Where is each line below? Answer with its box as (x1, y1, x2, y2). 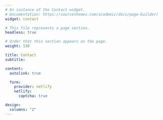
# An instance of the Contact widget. (5, 7, 85, 12)
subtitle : (5, 57, 26, 62)
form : (9, 80, 21, 85)
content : (5, 66, 23, 71)
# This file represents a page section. (5, 25, 90, 30)
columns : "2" (9, 107, 37, 112)
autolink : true (9, 70, 41, 76)
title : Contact (5, 53, 37, 58)
